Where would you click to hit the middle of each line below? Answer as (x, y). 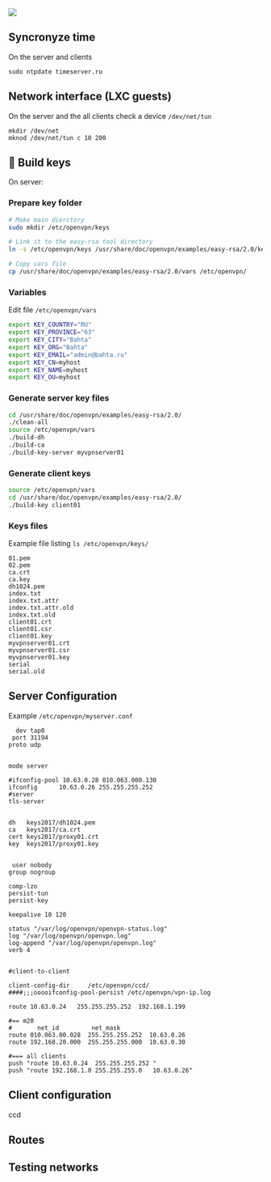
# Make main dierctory (46, 220)
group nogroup (32, 872)
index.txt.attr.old (41, 608)
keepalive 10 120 (38, 914)
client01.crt (30, 622)
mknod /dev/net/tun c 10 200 (57, 138)
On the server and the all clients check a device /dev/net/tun (110, 116)
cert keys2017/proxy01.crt (54, 837)
